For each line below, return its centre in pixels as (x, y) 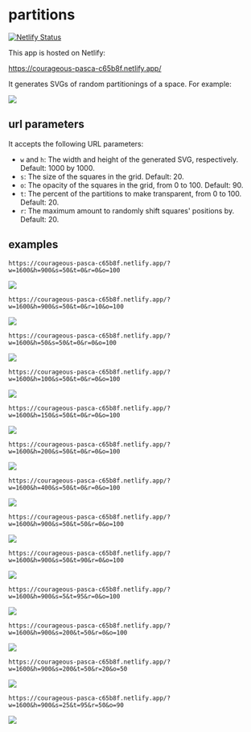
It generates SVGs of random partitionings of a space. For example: (120, 84)
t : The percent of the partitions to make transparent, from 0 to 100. (131, 193)
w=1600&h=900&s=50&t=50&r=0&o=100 (66, 524)
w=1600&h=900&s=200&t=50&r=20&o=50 (68, 669)
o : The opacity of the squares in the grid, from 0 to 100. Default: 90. (132, 185)
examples (33, 244)
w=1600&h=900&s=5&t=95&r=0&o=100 (64, 596)
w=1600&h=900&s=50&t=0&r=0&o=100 (64, 270)
